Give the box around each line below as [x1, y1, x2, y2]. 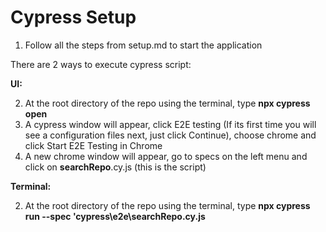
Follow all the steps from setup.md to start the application [24, 39, 263, 51]
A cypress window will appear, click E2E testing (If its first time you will [24, 118, 317, 130]
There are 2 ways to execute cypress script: [10, 58, 192, 70]
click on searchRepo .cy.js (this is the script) [24, 161, 207, 173]
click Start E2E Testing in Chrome [24, 139, 163, 151]
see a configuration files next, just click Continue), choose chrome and [24, 129, 317, 141]
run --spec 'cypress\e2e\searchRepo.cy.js [24, 210, 206, 222]
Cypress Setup [10, 6, 137, 29]
